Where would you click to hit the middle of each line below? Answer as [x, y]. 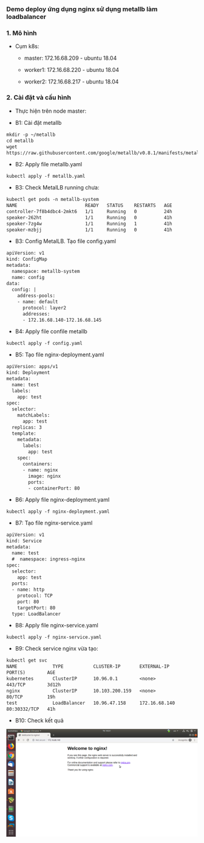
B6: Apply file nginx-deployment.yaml [62, 499]
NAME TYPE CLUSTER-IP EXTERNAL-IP [88, 666]
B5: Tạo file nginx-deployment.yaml [59, 354]
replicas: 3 [27, 427]
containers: [37, 464]
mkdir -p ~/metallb [31, 135]
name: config [28, 277]
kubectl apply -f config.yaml [45, 343]
